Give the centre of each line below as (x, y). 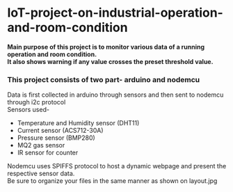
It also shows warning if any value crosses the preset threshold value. (110, 61)
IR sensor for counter (48, 153)
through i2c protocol (37, 102)
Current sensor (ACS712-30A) (60, 131)
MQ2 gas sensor (41, 145)
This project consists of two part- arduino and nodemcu (104, 79)
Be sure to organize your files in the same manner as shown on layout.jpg (112, 181)
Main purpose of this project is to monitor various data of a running (106, 47)
